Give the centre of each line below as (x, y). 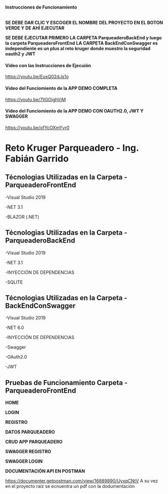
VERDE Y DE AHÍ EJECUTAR (35, 28)
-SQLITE (14, 282)
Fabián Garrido (37, 158)
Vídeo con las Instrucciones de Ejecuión (48, 65)
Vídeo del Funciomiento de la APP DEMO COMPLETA (61, 88)
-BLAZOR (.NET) (22, 216)
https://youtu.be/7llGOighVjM (36, 99)
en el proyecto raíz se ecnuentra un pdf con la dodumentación (70, 486)
